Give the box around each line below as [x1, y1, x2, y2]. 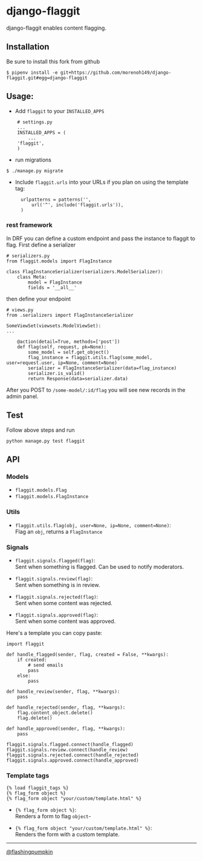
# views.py [6, 307, 34, 313]
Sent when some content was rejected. [14, 599, 113, 606]
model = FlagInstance [28, 279, 83, 285]
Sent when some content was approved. [14, 617, 116, 625]
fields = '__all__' [28, 284, 77, 291]
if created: [17, 657, 47, 663]
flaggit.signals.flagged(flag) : [14, 556, 95, 564]
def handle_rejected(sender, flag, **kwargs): [6, 704, 126, 710]
